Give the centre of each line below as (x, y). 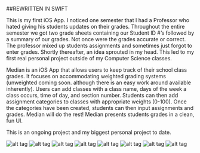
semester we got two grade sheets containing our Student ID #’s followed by (100, 33)
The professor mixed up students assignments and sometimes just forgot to (99, 45)
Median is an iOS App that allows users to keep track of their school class (96, 70)
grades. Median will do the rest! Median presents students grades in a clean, (100, 114)
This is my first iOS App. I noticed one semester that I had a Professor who (98, 20)
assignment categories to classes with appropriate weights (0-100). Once (96, 102)
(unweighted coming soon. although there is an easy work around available (99, 82)
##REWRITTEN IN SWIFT (37, 9)
